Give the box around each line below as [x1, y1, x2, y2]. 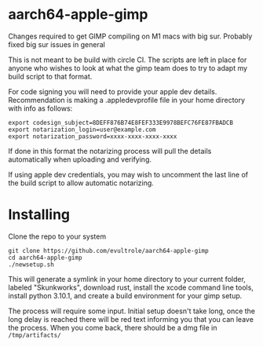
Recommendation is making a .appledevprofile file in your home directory [8, 95, 246, 104]
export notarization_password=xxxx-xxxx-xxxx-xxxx [8, 132, 177, 141]
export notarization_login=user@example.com [8, 126, 156, 133]
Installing [8, 206, 71, 224]
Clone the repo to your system [8, 232, 107, 241]
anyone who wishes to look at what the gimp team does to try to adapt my [8, 63, 248, 72]
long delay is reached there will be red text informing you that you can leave [8, 314, 254, 323]
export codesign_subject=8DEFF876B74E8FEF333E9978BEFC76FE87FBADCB [8, 119, 234, 126]
